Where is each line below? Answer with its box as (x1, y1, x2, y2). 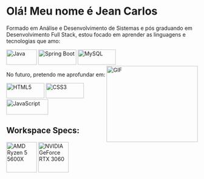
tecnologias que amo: (6, 37, 61, 44)
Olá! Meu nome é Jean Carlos (6, 4, 158, 18)
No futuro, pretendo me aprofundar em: (6, 71, 106, 78)
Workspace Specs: (6, 125, 80, 136)
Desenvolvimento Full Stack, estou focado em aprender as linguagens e (6, 30, 186, 38)
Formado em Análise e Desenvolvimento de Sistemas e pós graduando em (6, 24, 193, 32)
